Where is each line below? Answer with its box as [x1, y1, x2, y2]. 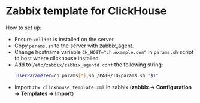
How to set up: [5, 24, 42, 31]
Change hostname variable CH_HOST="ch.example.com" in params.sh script [14, 48, 194, 55]
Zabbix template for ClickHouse [5, 4, 167, 18]
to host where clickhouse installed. [14, 54, 101, 62]
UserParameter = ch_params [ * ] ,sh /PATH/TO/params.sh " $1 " [16, 72, 159, 78]
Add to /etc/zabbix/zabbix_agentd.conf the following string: [14, 61, 163, 68]
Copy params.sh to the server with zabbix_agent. [14, 42, 134, 49]
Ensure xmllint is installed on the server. [14, 35, 115, 43]
